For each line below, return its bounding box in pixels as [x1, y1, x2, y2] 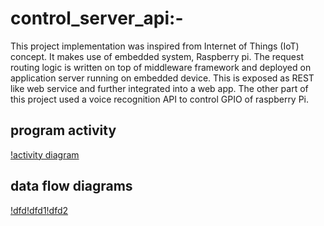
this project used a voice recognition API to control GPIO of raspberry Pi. [10, 93, 310, 105]
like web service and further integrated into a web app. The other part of [10, 82, 309, 94]
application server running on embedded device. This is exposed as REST [10, 72, 315, 84]
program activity [10, 122, 117, 139]
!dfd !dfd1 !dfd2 [10, 204, 69, 216]
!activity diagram [10, 148, 80, 161]
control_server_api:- [10, 7, 184, 30]
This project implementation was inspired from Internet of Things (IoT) [10, 40, 300, 52]
